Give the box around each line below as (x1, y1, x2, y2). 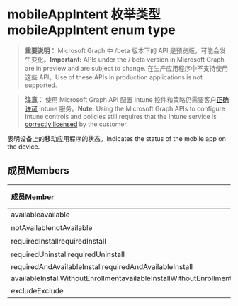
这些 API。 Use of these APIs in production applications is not (24, 72, 203, 81)
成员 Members (7, 164, 69, 177)
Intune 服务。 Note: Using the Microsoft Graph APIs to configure (38, 104, 225, 113)
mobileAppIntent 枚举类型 (7, 6, 161, 23)
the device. (7, 142, 40, 151)
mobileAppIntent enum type (7, 22, 176, 38)
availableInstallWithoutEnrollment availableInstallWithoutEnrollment (11, 273, 232, 283)
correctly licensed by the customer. (24, 120, 129, 128)
